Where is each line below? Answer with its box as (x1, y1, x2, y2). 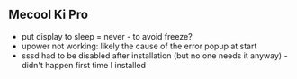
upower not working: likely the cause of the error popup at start (21, 40, 257, 51)
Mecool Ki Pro (8, 7, 89, 22)
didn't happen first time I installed (21, 59, 146, 70)
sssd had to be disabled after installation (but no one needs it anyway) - (21, 49, 289, 61)
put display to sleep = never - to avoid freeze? (21, 31, 193, 41)
